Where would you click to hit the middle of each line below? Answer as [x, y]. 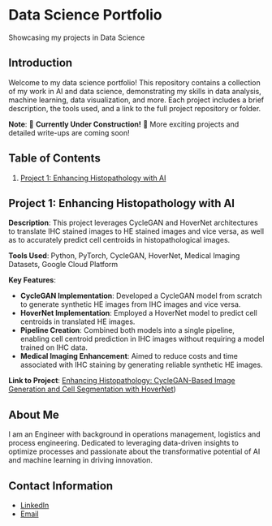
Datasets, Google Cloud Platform [63, 265]
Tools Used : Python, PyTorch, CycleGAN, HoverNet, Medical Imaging [124, 256]
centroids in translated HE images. [78, 321]
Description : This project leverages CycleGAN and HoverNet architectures [133, 223]
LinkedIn [35, 505]
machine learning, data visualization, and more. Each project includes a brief [136, 100]
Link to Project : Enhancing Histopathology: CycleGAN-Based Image [122, 381]
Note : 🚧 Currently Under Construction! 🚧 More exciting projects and [124, 124]
